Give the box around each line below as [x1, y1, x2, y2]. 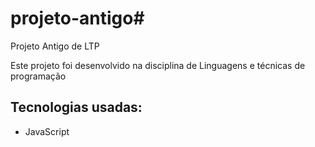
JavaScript [24, 125, 70, 137]
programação [10, 70, 67, 82]
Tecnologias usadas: [10, 99, 143, 116]
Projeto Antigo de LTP [10, 40, 100, 52]
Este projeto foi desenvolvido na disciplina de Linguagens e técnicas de [10, 59, 306, 71]
